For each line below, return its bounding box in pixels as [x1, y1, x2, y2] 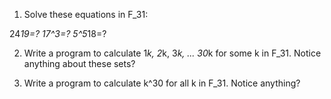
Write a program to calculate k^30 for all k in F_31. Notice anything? [23, 77, 301, 89]
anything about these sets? [23, 58, 136, 69]
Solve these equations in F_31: [23, 9, 149, 20]
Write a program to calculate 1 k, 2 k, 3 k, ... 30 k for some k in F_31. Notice [23, 47, 322, 59]
